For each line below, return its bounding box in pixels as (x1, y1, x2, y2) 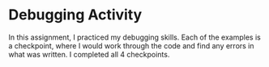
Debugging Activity (8, 6, 143, 24)
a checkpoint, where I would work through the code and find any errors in (8, 40, 254, 50)
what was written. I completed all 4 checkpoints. (8, 49, 170, 59)
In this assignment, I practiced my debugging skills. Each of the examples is (8, 32, 261, 42)
